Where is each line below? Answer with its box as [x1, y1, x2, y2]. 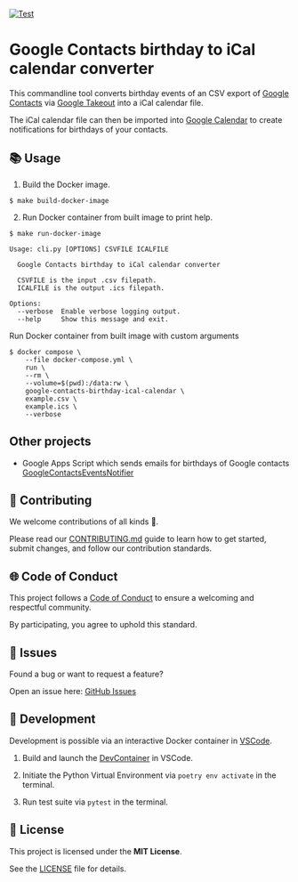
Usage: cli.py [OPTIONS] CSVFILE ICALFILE [9, 245, 169, 254]
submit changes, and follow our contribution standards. [9, 543, 213, 554]
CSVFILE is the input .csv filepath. [17, 276, 157, 285]
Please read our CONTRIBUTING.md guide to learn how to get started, [9, 534, 267, 545]
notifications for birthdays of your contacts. [9, 124, 169, 134]
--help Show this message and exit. [17, 314, 169, 324]
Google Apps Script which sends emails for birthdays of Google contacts [21, 457, 290, 468]
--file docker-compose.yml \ [25, 355, 133, 364]
